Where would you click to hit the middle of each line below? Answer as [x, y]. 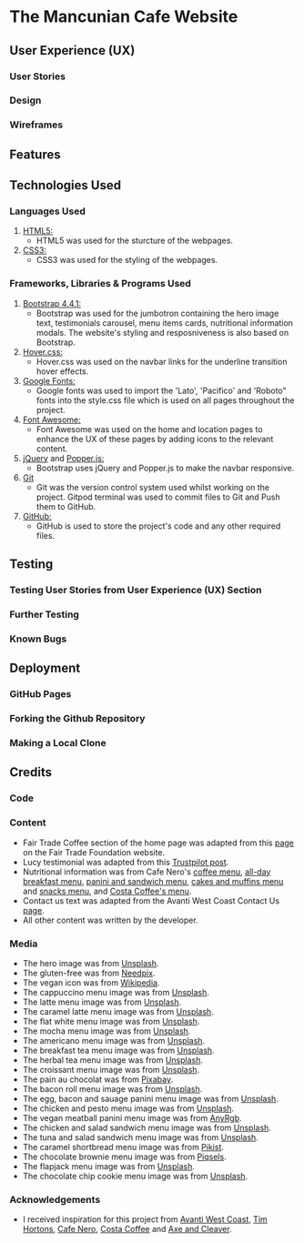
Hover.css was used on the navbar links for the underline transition [162, 361]
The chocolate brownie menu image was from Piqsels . [124, 1157]
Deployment [45, 668]
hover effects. [62, 371]
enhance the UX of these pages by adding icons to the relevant [155, 439]
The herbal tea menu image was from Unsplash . [112, 1060]
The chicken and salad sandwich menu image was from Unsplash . [147, 1127]
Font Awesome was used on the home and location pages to [149, 429]
